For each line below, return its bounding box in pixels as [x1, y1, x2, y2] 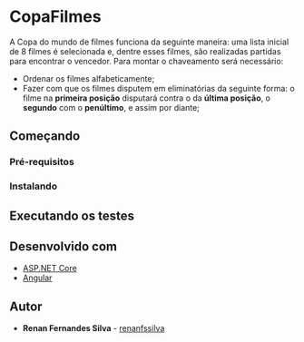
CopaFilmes [9, 6, 102, 27]
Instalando [9, 180, 57, 192]
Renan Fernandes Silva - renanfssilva [22, 323, 165, 334]
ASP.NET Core [22, 263, 77, 274]
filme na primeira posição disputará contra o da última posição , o [22, 93, 270, 103]
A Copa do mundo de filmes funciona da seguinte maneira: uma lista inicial [9, 36, 289, 47]
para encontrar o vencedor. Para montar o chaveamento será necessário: [9, 55, 284, 66]
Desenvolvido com [9, 239, 118, 254]
